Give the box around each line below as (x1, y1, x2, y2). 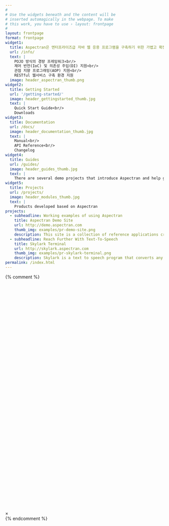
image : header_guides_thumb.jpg (10, 167, 78, 172)
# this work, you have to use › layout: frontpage (5, 21, 114, 27)
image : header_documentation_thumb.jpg (10, 129, 94, 134)
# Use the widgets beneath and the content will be (5, 12, 116, 17)
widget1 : (5, 40, 24, 45)
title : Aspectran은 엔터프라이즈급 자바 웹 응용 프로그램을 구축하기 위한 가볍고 (10, 45, 157, 50)
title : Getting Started (10, 87, 59, 92)
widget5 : (5, 181, 24, 186)
